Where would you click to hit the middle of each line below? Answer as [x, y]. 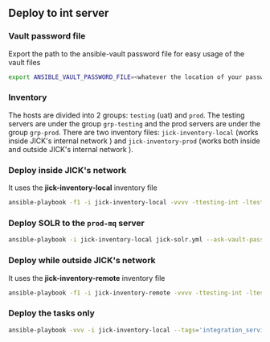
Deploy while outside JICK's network [82, 261]
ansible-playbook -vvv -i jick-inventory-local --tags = [104, 330]
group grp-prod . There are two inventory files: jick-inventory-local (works [133, 132]
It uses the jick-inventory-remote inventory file [87, 278]
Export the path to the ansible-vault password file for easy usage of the [127, 54]
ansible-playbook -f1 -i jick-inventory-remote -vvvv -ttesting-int [125, 293]
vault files [25, 62]
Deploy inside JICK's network [67, 170]
